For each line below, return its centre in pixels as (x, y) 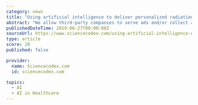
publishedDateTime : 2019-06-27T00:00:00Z (58, 28)
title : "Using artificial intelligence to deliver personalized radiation (100, 17)
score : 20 (18, 45)
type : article (24, 39)
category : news (25, 12)
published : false (27, 50)
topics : (16, 82)
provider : (18, 60)
